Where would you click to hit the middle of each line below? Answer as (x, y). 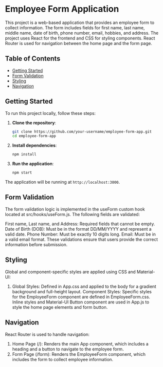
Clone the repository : (34, 123)
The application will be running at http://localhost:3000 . (63, 182)
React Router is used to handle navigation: (47, 334)
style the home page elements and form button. (60, 307)
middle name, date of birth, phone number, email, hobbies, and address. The (82, 33)
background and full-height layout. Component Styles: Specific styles (82, 291)
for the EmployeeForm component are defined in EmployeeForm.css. (81, 297)
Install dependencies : (34, 146)
